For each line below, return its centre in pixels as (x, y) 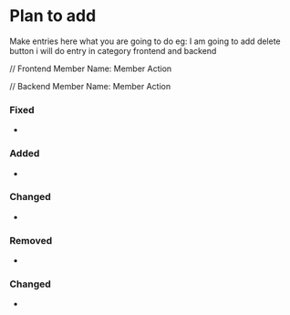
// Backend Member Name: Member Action (90, 86)
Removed (31, 240)
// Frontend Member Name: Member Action (91, 68)
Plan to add (53, 16)
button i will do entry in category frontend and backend (113, 50)
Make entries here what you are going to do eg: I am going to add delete (145, 41)
